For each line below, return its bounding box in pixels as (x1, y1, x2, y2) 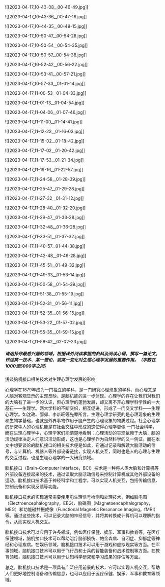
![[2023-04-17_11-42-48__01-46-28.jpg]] (5, 253, 86, 258)
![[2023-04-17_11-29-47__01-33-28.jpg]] (5, 215, 85, 220)
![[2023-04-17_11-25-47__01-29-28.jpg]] (5, 186, 85, 191)
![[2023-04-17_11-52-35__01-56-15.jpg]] (5, 310, 85, 316)
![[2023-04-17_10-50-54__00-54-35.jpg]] (5, 42, 88, 48)
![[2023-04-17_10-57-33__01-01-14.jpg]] (5, 81, 85, 86)
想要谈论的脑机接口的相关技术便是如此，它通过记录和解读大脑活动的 (13, 442, 151, 448)
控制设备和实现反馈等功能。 (5, 483, 61, 489)
